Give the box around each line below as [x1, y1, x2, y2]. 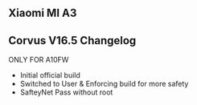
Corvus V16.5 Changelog [8, 34, 137, 47]
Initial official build [19, 71, 80, 80]
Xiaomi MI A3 [8, 6, 77, 20]
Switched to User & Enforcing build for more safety [19, 79, 189, 89]
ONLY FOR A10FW [8, 55, 69, 65]
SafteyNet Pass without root [19, 87, 113, 97]
